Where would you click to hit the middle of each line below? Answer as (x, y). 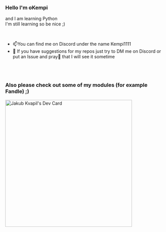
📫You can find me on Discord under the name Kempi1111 (72, 44)
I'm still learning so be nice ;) (35, 24)
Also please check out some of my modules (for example (76, 85)
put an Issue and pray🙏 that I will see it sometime (64, 57)
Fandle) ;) (17, 91)
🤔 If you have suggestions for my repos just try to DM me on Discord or (87, 51)
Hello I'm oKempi (27, 8)
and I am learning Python (31, 19)
